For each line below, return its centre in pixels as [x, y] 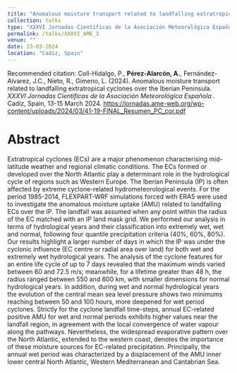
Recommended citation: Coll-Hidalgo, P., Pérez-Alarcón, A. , [95, 73]
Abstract [34, 140]
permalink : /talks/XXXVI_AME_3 [53, 34]
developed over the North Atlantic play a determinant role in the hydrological [118, 174]
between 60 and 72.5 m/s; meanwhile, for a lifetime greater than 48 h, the [115, 271]
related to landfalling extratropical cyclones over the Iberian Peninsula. [110, 88]
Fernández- [200, 73]
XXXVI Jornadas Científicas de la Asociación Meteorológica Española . [111, 95]
